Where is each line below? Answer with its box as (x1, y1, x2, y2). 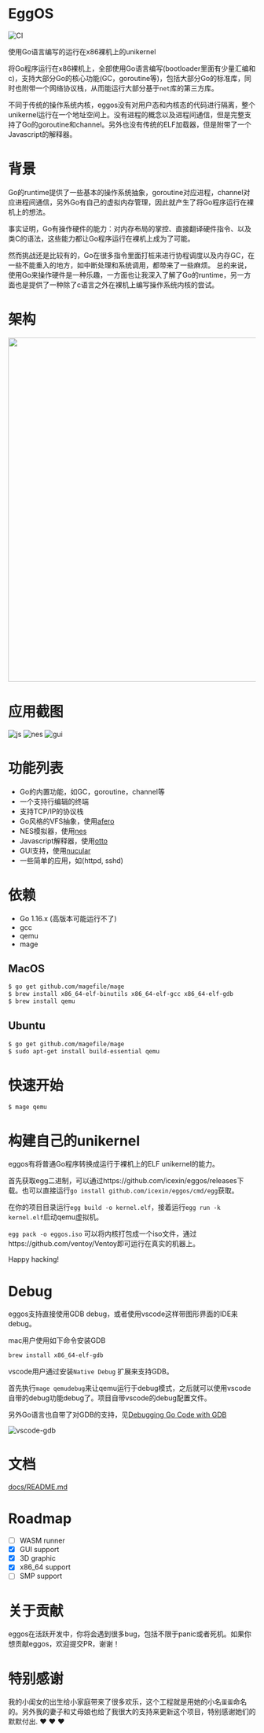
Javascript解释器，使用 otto (19, 835, 108, 846)
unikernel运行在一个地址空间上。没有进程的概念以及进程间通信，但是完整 (8, 109, 245, 119)
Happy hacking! (8, 1255, 60, 1264)
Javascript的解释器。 (8, 129, 77, 138)
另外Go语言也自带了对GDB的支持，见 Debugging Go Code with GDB (8, 1410, 227, 1420)
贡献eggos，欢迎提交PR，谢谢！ (14, 1639, 120, 1649)
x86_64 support (19, 1562, 71, 1572)
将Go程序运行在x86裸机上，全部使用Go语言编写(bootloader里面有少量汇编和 (8, 64, 256, 73)
